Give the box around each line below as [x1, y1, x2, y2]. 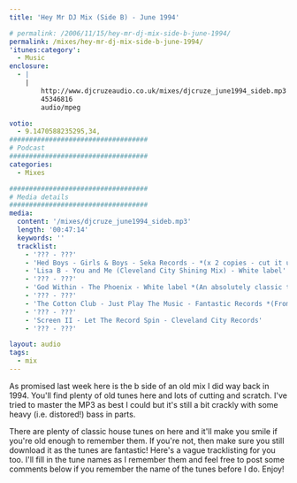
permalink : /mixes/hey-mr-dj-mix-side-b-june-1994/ [9, 37, 203, 46]
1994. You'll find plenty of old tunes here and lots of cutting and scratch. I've [9, 390, 287, 401]
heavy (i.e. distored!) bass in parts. [9, 409, 136, 419]
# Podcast [9, 143, 46, 153]
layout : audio [9, 340, 62, 349]
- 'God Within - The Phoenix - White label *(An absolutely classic [25, 283, 283, 292]
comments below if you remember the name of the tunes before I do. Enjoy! [9, 464, 285, 474]
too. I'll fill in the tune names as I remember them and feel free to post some [9, 454, 286, 464]
